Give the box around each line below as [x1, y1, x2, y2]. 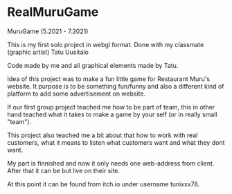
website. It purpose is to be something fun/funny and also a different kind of [7, 82, 224, 90]
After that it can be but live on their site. [7, 166, 120, 175]
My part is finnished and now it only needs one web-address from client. [7, 159, 215, 167]
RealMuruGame [7, 4, 99, 20]
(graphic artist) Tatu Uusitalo [7, 48, 89, 56]
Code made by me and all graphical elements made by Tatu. [7, 61, 179, 69]
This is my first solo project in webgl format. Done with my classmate [7, 40, 204, 48]
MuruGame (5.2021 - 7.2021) [7, 27, 89, 35]
